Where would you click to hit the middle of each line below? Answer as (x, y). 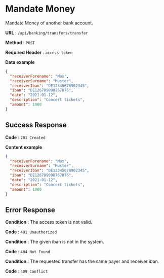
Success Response (36, 125)
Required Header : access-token (39, 52)
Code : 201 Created (25, 137)
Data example (20, 62)
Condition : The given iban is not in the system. (55, 242)
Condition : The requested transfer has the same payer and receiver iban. (82, 261)
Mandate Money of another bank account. (49, 23)
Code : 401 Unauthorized (31, 232)
